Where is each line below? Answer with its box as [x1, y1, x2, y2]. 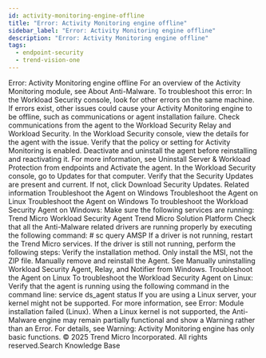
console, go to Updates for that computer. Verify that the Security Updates [8, 171, 254, 180]
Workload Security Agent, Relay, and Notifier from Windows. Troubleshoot [8, 264, 253, 273]
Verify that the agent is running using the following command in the [8, 281, 230, 291]
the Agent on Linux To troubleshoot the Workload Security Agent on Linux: [8, 273, 253, 282]
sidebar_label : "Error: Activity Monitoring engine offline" [8, 26, 216, 34]
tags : [8, 41, 26, 49]
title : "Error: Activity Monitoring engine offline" [8, 19, 188, 27]
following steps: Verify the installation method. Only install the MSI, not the [8, 247, 253, 257]
